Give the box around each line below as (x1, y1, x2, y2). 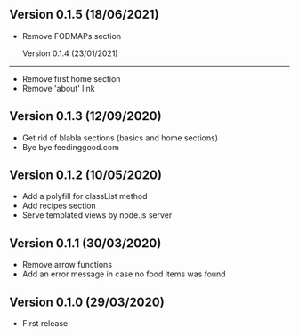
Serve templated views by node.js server (21, 210, 173, 220)
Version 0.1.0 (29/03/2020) (9, 294, 165, 309)
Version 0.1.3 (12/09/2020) (9, 108, 162, 124)
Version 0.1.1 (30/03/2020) (9, 236, 162, 251)
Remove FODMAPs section (21, 30, 122, 41)
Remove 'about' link (21, 83, 95, 93)
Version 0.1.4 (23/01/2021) (21, 48, 118, 59)
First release (21, 318, 69, 329)
